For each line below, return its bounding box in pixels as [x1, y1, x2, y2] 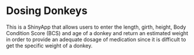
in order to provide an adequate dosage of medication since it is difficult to [6, 36, 186, 43]
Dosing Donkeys [6, 4, 88, 18]
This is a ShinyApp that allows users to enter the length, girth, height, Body [6, 23, 186, 30]
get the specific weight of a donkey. [6, 42, 93, 49]
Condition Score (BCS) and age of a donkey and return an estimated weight [6, 29, 189, 36]
